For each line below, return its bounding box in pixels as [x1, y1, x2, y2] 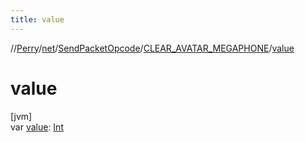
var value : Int [10, 121, 64, 133]
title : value [10, 14, 65, 25]
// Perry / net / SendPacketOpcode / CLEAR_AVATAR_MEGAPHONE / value [10, 42, 295, 54]
